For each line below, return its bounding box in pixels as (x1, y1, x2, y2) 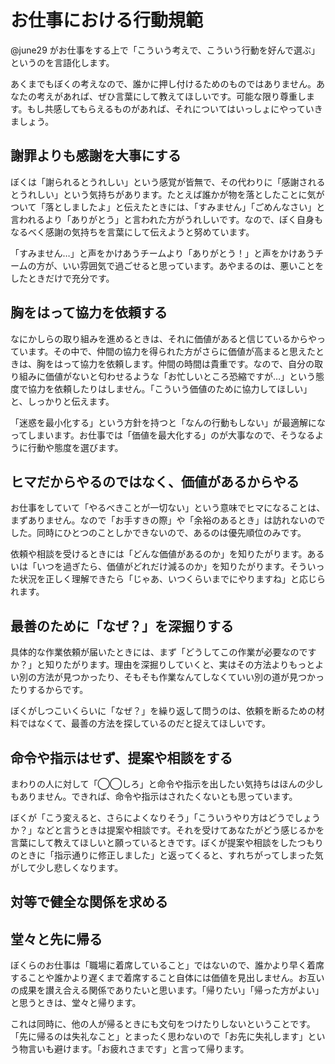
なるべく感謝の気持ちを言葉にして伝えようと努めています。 (10, 226, 255, 238)
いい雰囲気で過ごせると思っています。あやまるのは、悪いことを (62, 259, 325, 271)
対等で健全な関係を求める (10, 894, 168, 911)
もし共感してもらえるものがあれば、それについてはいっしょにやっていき (26, 102, 323, 115)
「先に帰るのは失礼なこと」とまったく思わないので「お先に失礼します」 (10, 1031, 308, 1043)
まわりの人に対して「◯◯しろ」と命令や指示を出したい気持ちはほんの (10, 778, 307, 790)
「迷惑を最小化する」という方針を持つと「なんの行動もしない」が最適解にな (10, 416, 326, 428)
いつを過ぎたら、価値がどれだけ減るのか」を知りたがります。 (36, 561, 290, 573)
